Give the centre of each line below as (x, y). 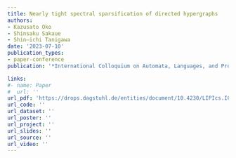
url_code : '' (26, 105)
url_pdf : (20, 98)
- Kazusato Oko (29, 27)
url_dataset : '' (31, 112)
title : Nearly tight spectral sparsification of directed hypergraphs (113, 14)
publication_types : (36, 53)
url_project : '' (31, 124)
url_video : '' (28, 144)
